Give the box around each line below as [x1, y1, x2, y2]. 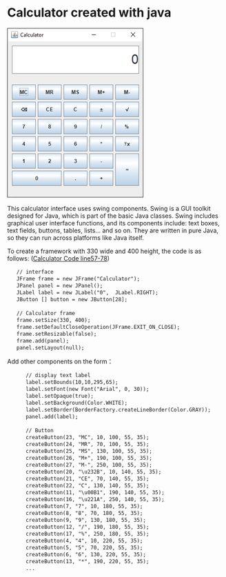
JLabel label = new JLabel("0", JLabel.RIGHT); [16, 289, 158, 296]
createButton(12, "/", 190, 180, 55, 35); [25, 523, 150, 530]
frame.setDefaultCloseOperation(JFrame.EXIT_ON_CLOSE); [16, 323, 181, 330]
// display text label [25, 372, 91, 378]
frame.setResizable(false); [16, 330, 97, 337]
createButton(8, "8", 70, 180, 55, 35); [25, 509, 143, 516]
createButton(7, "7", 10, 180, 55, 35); [25, 503, 143, 509]
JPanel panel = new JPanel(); [16, 282, 103, 289]
